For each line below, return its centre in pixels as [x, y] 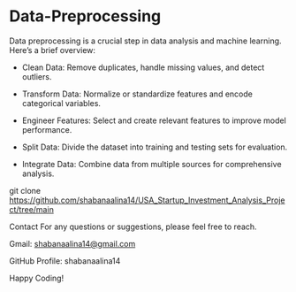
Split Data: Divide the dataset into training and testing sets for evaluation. [155, 147]
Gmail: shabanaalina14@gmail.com [72, 243]
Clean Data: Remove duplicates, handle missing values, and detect [143, 67]
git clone [25, 190]
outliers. [37, 76]
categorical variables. [61, 103]
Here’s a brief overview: [52, 50]
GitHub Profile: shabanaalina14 [65, 261]
